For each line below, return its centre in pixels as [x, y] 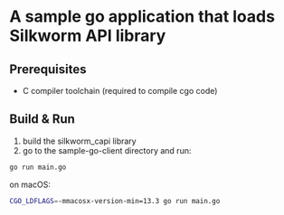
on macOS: [30, 184]
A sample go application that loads [142, 17]
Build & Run [42, 119]
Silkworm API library [88, 36]
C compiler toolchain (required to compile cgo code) [120, 91]
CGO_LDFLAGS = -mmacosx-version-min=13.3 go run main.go [115, 201]
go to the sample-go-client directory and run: [107, 150]
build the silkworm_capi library [80, 141]
